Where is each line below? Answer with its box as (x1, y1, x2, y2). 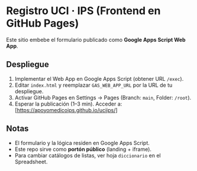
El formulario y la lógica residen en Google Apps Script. (14, 139, 150, 146)
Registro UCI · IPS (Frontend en (6, 4, 161, 18)
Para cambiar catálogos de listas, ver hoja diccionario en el (14, 152, 161, 159)
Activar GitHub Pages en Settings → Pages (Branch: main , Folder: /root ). (14, 94, 192, 101)
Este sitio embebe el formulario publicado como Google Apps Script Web (6, 36, 186, 43)
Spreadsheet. (14, 158, 48, 165)
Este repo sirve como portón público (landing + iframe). (14, 146, 152, 153)
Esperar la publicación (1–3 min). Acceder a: (14, 100, 122, 107)
